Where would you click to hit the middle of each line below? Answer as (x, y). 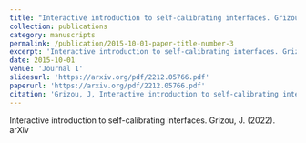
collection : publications (58, 26)
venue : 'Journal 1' (46, 69)
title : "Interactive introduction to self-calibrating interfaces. (140, 18)
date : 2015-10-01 (42, 60)
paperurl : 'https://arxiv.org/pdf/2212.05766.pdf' (107, 86)
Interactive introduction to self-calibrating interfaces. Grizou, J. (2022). (143, 120)
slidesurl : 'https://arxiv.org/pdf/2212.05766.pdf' (109, 77)
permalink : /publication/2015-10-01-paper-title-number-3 (122, 43)
